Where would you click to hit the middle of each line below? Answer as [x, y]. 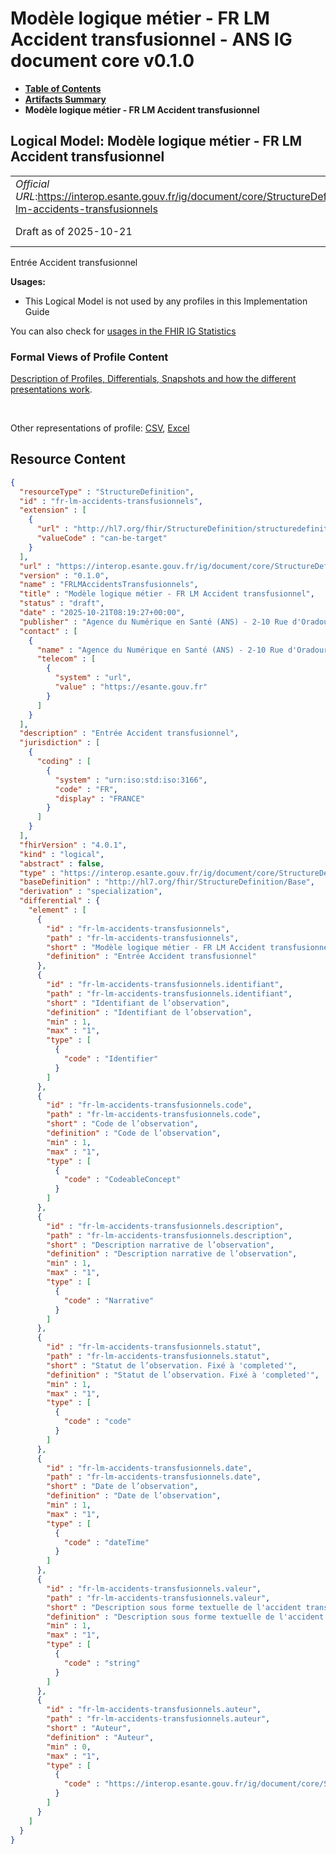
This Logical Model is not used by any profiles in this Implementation [166, 301]
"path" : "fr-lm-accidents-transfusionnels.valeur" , [158, 1598]
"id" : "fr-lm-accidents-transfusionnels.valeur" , [154, 1588]
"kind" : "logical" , [62, 854]
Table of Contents [63, 88]
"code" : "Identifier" [111, 1059]
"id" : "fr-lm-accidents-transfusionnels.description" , [165, 1226]
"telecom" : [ [66, 659]
